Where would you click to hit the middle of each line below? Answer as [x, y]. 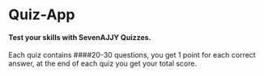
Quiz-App [42, 15]
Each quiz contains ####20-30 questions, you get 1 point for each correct [132, 55]
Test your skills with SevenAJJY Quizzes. [80, 37]
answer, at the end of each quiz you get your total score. [102, 64]
